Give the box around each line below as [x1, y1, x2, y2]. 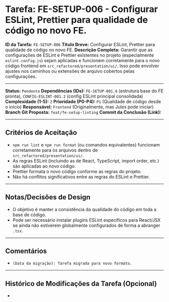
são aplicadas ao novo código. [12, 163, 76, 169]
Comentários [5, 247, 47, 255]
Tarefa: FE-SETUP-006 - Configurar [5, 4, 158, 15]
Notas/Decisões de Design [5, 193, 91, 202]
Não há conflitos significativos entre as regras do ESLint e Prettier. [12, 174, 150, 180]
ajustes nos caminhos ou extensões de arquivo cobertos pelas [5, 68, 135, 74]
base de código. [12, 212, 46, 218]
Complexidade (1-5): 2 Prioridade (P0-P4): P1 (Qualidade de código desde [5, 98, 161, 104]
